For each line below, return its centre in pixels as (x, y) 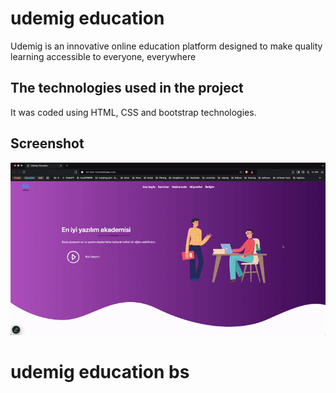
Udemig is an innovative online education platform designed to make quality (166, 46)
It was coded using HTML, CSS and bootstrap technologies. (133, 112)
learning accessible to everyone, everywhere (103, 56)
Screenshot (47, 143)
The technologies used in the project (127, 88)
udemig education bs (100, 372)
